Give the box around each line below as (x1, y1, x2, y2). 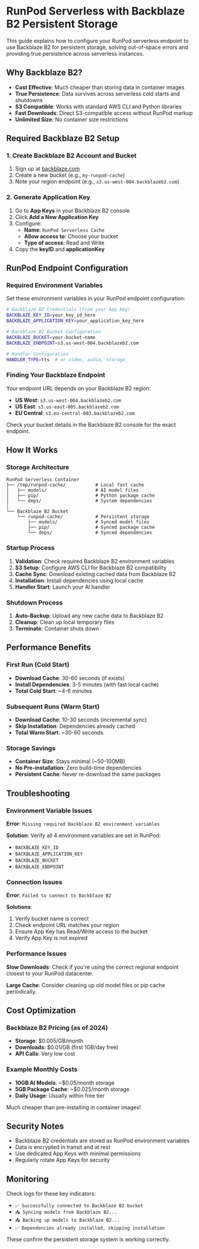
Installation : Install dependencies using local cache (14, 577, 144, 584)
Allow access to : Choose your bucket (24, 232, 118, 240)
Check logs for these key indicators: (6, 1190, 96, 1198)
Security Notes (6, 1121, 65, 1131)
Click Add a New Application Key (14, 213, 99, 220)
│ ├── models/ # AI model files (6, 487, 139, 494)
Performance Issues (6, 949, 68, 958)
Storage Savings (6, 744, 56, 752)
